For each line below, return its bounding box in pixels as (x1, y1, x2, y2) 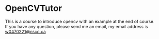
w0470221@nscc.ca (5, 29, 46, 34)
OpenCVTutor (5, 3, 62, 14)
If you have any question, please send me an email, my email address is (5, 23, 148, 29)
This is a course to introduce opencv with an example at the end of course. (5, 19, 155, 24)
